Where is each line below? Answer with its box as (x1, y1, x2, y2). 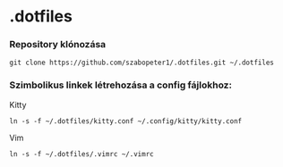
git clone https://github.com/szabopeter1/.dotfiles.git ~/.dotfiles (9, 58, 275, 68)
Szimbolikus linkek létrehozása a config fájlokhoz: (9, 79, 233, 91)
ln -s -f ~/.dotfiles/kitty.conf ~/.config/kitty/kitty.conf (9, 116, 243, 126)
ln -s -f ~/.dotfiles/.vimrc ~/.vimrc (9, 149, 154, 158)
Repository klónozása (9, 38, 107, 51)
